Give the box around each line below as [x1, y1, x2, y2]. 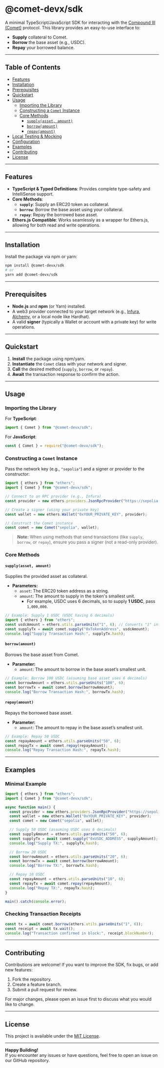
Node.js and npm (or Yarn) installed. [12, 303, 86, 309]
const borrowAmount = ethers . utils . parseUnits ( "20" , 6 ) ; [9, 854, 128, 859]
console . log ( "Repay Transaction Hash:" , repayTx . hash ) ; [5, 748, 121, 753]
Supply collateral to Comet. [12, 34, 68, 40]
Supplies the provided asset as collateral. [5, 574, 88, 579]
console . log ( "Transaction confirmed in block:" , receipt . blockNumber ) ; [5, 931, 154, 936]
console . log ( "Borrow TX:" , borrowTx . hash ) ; [9, 863, 99, 868]
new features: [5, 967, 33, 973]
